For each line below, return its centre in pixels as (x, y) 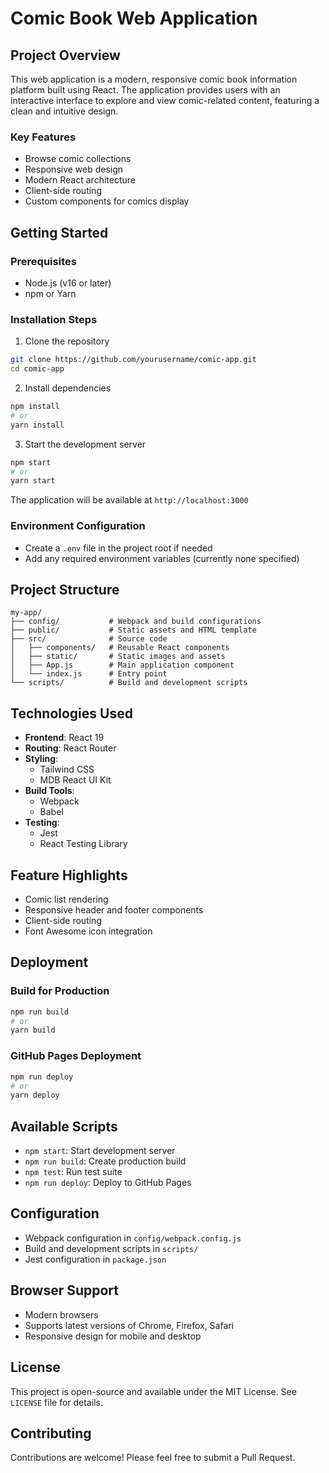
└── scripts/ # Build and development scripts (129, 683)
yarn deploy (35, 1095)
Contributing (51, 1433)
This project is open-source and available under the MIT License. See (153, 1391)
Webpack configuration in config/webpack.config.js (133, 1238)
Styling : (41, 759)
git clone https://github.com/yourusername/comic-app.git (133, 360)
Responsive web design (74, 169)
